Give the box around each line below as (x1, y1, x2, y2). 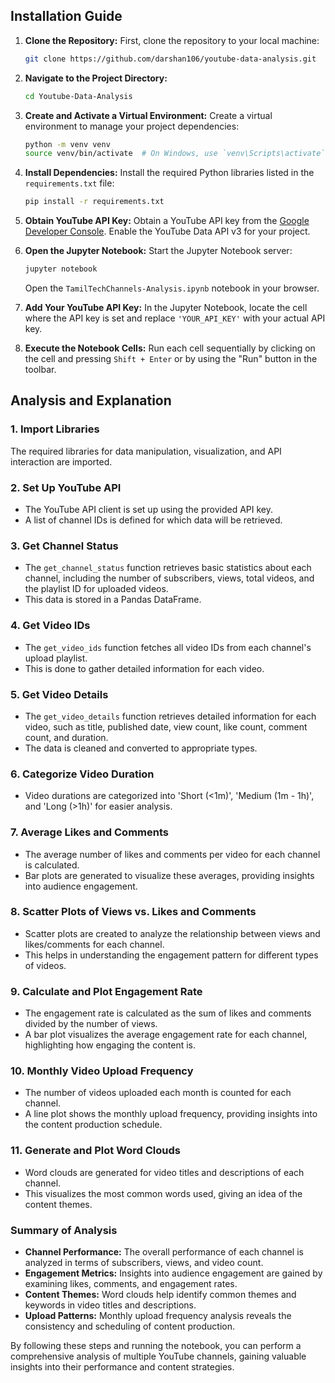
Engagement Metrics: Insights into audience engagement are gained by (24, 1267, 323, 1279)
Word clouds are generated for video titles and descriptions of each (24, 1166, 305, 1178)
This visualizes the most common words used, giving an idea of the (24, 1187, 303, 1199)
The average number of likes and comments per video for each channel (24, 848, 321, 860)
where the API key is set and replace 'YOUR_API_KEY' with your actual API (24, 312, 326, 324)
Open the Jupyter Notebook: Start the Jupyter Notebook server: (24, 245, 293, 257)
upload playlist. (24, 652, 88, 664)
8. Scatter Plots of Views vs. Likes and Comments (10, 905, 257, 919)
